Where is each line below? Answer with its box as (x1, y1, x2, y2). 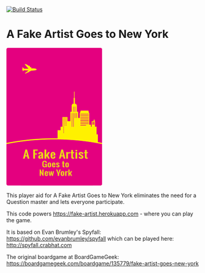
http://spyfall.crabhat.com (6, 241, 72, 249)
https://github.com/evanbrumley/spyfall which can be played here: (6, 234, 174, 242)
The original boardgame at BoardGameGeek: (6, 253, 119, 260)
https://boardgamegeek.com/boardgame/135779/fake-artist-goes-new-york (6, 260, 199, 267)
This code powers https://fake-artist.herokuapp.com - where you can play (6, 210, 194, 217)
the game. (6, 216, 32, 223)
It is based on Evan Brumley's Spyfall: (6, 228, 102, 236)
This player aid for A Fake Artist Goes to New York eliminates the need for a (6, 192, 197, 199)
